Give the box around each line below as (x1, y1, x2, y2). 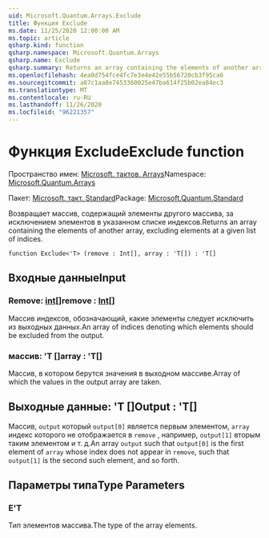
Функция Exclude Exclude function (8, 143, 245, 161)
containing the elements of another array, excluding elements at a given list (8, 225, 256, 235)
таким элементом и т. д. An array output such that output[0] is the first (8, 438, 244, 448)
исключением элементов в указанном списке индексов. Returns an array (8, 217, 258, 226)
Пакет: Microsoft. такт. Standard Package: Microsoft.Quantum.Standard (8, 193, 244, 202)
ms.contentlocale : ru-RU (8, 94, 91, 102)
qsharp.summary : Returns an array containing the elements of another (8, 64, 249, 72)
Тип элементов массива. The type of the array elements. (8, 520, 198, 530)
